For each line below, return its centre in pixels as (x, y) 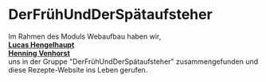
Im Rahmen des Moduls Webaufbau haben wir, (85, 36)
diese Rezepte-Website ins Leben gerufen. (78, 69)
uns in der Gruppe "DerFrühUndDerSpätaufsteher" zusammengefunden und (133, 61)
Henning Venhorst (39, 53)
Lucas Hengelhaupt (41, 44)
